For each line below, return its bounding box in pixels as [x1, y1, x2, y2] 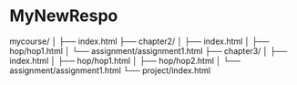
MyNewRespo [9, 5, 118, 27]
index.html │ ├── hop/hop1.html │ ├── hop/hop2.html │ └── [9, 55, 241, 66]
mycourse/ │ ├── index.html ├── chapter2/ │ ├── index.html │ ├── [9, 36, 270, 47]
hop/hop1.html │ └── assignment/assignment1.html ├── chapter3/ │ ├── [9, 45, 288, 56]
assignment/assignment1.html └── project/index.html [9, 65, 211, 76]
